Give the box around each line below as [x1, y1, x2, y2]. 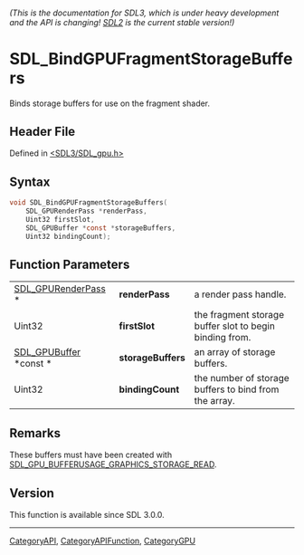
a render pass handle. [194, 288, 287, 301]
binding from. [194, 331, 252, 344]
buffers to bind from [194, 383, 280, 396]
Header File [9, 123, 76, 139]
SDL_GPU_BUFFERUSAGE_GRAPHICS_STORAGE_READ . [9, 459, 217, 470]
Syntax [9, 174, 51, 189]
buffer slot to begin [194, 320, 276, 332]
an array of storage [194, 346, 276, 359]
